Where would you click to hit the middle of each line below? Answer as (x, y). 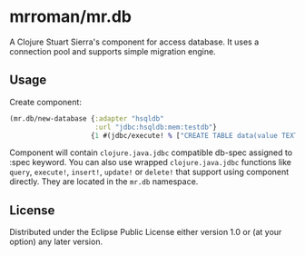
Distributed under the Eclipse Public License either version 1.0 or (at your (146, 232)
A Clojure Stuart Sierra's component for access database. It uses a (134, 42)
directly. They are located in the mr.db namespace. (104, 182)
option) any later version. (56, 241)
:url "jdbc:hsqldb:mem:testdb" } (156, 127)
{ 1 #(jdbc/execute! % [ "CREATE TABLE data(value (184, 135)
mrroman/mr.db (71, 17)
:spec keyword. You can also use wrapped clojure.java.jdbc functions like (151, 162)
